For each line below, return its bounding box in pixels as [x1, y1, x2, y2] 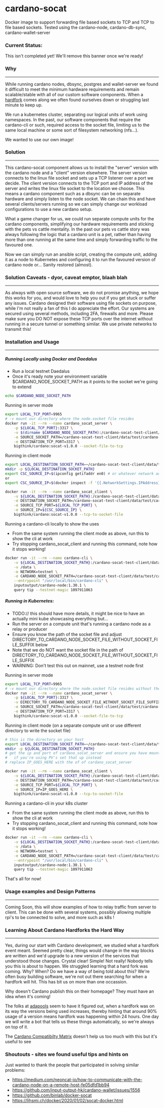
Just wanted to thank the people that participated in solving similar [5, 1062, 139, 1068]
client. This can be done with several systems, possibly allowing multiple [5, 909, 151, 915]
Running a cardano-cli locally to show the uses [5, 521, 99, 527]
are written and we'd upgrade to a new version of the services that [5, 952, 139, 958]
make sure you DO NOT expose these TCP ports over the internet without [5, 316, 153, 322]
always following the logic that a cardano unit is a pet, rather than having [5, 231, 151, 237]
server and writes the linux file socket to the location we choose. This [5, 185, 145, 191]
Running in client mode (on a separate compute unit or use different [5, 722, 142, 728]
